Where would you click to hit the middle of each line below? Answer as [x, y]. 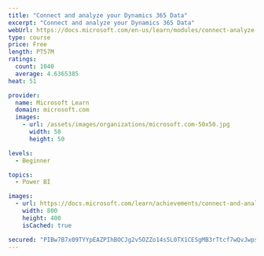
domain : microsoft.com [52, 110]
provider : [24, 95]
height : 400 [42, 218]
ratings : [22, 60]
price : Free [27, 45]
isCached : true [47, 225]
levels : [21, 153]
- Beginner [33, 161]
